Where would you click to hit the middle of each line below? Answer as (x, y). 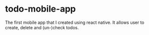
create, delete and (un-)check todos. (42, 27)
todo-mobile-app (40, 9)
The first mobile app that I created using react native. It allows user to (75, 22)
